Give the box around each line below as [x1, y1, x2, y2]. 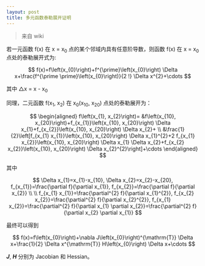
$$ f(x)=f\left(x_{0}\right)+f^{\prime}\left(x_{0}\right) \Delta [28, 66, 178, 73]
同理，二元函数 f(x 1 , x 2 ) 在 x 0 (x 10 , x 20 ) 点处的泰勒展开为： [6, 99, 152, 108]
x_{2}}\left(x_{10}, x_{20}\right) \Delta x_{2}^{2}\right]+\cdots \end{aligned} [7, 145, 198, 152]
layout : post [6, 9, 40, 15]
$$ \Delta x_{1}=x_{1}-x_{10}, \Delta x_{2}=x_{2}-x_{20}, [32, 176, 173, 183]
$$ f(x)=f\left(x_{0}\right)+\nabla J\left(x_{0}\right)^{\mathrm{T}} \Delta [12, 234, 193, 241]
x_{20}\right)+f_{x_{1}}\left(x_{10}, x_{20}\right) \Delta [34, 119, 171, 126]
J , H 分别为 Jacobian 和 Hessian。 [6, 253, 93, 260]
